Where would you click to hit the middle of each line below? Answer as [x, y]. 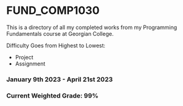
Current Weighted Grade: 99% [52, 96]
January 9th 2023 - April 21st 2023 [59, 79]
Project [24, 57]
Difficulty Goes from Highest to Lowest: [56, 45]
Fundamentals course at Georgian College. [60, 33]
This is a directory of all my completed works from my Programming [92, 27]
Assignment [30, 64]
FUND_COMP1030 [53, 11]
